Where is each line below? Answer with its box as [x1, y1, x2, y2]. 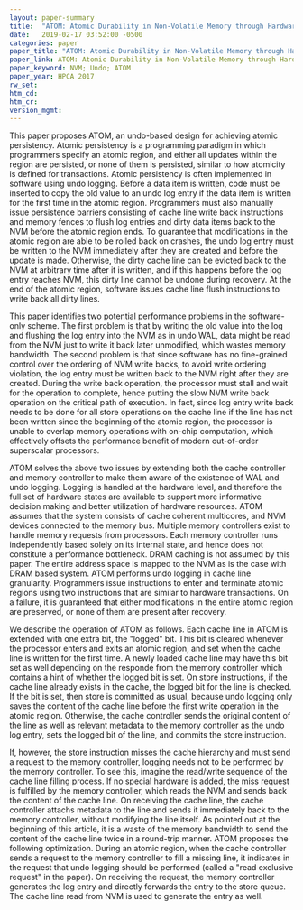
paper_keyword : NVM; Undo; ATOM [9, 64, 131, 73]
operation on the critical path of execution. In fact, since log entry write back [9, 397, 294, 408]
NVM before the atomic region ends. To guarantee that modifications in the [9, 227, 289, 237]
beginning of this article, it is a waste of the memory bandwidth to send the [9, 823, 289, 835]
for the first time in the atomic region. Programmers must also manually [9, 198, 274, 209]
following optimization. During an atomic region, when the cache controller [9, 843, 287, 854]
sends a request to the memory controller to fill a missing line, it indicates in [9, 852, 290, 863]
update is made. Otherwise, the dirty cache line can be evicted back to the [9, 255, 287, 266]
